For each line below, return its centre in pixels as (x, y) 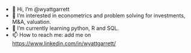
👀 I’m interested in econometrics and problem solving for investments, (99, 15)
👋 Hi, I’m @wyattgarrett (41, 9)
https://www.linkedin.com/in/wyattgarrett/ (64, 43)
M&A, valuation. (31, 22)
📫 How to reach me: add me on (51, 35)
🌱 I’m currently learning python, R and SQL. (65, 28)
